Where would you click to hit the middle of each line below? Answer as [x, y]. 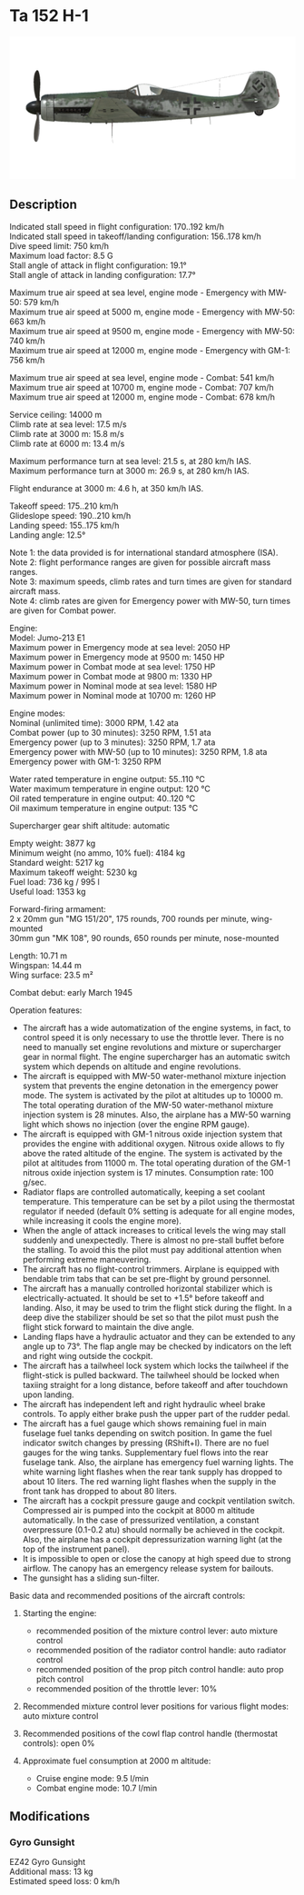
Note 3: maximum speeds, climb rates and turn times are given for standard [151, 581]
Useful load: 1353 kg [48, 891]
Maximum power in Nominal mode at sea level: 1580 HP [113, 686]
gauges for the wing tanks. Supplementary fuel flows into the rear [146, 1452]
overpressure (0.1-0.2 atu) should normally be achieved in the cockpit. [154, 1529]
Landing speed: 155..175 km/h [64, 525]
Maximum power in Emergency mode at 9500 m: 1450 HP [117, 657]
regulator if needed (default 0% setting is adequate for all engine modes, [158, 1211]
